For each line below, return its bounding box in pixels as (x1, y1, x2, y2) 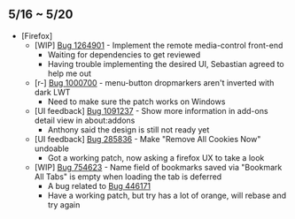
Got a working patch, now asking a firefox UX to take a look (47, 152, 265, 162)
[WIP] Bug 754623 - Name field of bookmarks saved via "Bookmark (34, 162, 283, 172)
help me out (47, 68, 92, 79)
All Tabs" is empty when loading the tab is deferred (34, 171, 222, 182)
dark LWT (34, 87, 71, 97)
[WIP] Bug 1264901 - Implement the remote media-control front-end (34, 40, 283, 50)
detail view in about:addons (34, 115, 136, 125)
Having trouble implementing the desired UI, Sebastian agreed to (47, 58, 284, 69)
